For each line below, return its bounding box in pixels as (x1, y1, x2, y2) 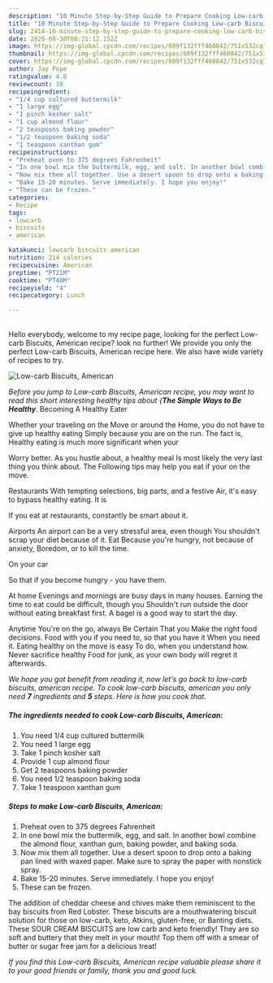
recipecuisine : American (8, 261, 93, 269)
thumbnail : (8, 50, 45, 58)
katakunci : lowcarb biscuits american (8, 246, 140, 255)
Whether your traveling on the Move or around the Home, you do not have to (8, 420, 265, 430)
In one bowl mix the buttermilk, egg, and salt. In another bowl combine (19, 831, 257, 841)
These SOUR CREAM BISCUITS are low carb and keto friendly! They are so (8, 924, 260, 934)
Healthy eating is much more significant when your (8, 437, 179, 448)
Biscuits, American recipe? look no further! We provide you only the (25, 339, 252, 348)
